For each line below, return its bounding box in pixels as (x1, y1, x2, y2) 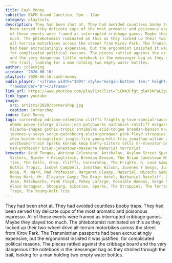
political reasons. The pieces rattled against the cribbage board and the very (5, 240, 167, 247)
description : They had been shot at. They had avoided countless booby (5, 22, 161, 27)
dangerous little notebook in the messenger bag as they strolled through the (5, 246, 166, 252)
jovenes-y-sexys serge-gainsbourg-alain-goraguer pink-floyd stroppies (10, 131, 166, 136)
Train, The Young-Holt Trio (10, 189, 70, 194)
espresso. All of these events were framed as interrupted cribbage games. (5, 213, 162, 219)
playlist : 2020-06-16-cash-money (5, 74, 77, 79)
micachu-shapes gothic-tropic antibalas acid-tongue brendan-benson (10, 127, 159, 132)
